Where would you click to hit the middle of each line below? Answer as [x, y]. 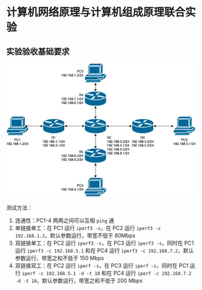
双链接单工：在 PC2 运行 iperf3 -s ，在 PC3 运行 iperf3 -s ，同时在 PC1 [104, 243]
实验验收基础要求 [38, 51]
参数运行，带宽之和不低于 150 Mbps [59, 258]
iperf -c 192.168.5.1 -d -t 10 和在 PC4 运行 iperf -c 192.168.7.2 [107, 273]
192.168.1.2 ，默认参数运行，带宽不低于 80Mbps [75, 235]
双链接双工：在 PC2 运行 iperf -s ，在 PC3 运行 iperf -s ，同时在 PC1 [102, 265]
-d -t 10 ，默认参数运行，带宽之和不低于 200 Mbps [79, 280]
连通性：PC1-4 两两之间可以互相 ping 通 [64, 220]
